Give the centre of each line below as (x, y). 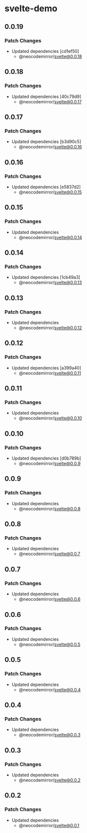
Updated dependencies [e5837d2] (46, 187)
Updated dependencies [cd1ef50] (45, 51)
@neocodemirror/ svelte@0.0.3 (50, 735)
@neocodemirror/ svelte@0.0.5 (50, 644)
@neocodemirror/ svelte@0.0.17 (50, 101)
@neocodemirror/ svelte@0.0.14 (50, 237)
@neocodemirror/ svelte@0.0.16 (50, 147)
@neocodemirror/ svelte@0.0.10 (50, 418)
